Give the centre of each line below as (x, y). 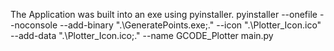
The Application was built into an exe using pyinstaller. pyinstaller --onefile (164, 14)
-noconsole (34, 25)
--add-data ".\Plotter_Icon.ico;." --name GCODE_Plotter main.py (142, 35)
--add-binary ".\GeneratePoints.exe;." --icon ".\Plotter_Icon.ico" (190, 25)
